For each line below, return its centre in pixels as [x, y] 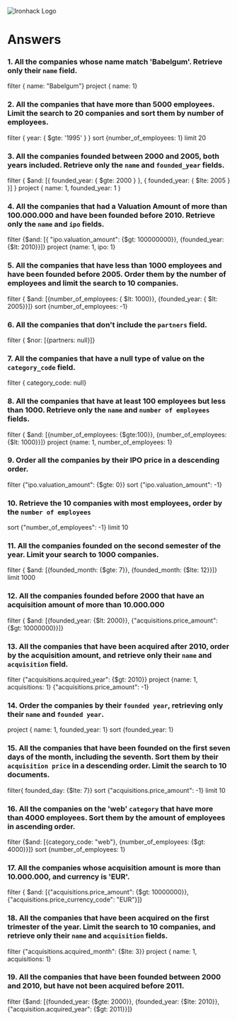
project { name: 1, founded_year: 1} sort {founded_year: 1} [91, 730]
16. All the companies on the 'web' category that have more [110, 808]
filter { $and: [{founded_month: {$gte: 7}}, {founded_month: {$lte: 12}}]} [112, 570]
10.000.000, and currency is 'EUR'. [69, 877]
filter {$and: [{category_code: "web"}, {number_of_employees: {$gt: [106, 842]
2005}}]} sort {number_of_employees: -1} [68, 306]
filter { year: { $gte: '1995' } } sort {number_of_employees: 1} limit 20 [107, 138]
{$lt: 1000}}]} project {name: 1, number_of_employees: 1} [90, 442]
